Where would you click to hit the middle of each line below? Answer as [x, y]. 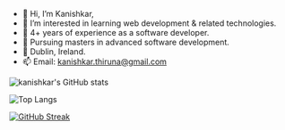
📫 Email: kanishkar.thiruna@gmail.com [95, 61]
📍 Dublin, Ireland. [54, 52]
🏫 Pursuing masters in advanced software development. [126, 42]
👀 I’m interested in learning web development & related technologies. [149, 23]
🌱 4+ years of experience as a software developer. [116, 32]
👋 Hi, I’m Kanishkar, [58, 14]
